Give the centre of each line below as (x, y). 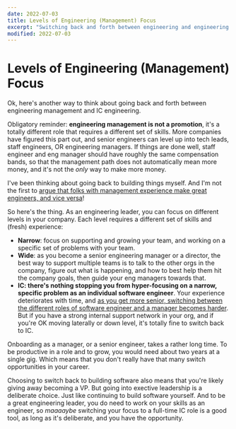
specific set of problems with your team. (76, 248)
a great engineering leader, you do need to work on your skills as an (106, 403)
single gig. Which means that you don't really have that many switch (107, 359)
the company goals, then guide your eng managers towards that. (112, 278)
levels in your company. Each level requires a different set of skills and (110, 219)
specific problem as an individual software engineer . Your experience (121, 293)
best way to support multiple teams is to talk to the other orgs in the (116, 263)
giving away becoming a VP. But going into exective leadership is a (105, 388)
